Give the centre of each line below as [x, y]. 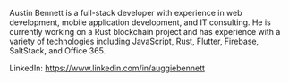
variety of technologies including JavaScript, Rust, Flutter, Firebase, [134, 41]
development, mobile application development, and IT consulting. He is [140, 22]
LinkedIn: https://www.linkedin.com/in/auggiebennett [107, 68]
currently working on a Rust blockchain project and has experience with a [145, 32]
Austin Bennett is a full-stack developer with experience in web [126, 13]
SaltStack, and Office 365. [58, 51]
